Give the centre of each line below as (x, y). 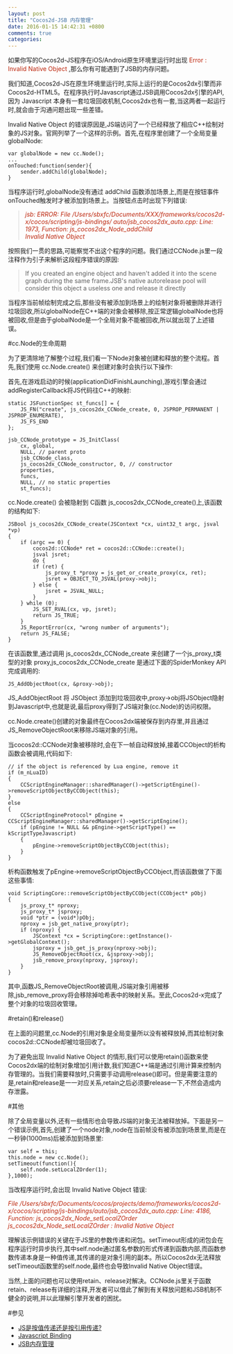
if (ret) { (49, 567)
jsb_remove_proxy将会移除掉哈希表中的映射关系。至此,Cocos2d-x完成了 (119, 995)
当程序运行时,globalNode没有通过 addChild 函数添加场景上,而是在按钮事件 (113, 192)
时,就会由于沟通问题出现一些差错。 (58, 110)
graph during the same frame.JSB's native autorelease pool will (115, 281)
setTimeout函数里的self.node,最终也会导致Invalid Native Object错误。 (107, 1266)
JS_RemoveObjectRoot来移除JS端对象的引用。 (75, 730)
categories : (25, 40)
